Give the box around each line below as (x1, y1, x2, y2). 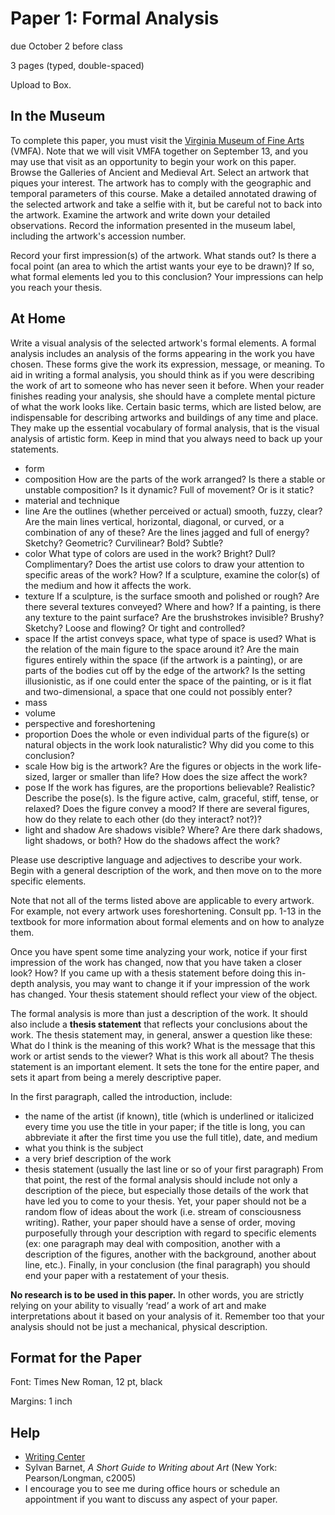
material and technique (24, 494, 120, 506)
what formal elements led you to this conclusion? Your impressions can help (10, 270, 324, 282)
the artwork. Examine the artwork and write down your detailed (10, 208, 271, 221)
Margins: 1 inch (10, 1395, 73, 1407)
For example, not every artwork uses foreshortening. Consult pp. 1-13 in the (10, 905, 322, 917)
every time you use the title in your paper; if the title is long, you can (24, 1120, 306, 1132)
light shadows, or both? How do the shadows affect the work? (24, 834, 281, 846)
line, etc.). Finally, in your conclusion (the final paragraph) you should (24, 1258, 311, 1271)
